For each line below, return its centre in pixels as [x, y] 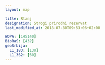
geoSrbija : [16, 46]
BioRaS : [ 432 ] [20, 41]
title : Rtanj [18, 18]
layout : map [17, 10]
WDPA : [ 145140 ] [21, 37]
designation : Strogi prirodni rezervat [46, 23]
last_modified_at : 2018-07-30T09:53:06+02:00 [52, 28]
